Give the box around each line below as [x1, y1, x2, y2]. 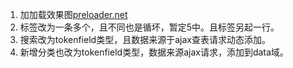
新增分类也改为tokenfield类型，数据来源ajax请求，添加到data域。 [19, 46, 289, 58]
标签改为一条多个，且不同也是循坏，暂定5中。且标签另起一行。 [19, 21, 280, 33]
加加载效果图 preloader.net [19, 9, 128, 20]
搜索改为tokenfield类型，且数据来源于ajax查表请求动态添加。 [19, 34, 271, 45]
